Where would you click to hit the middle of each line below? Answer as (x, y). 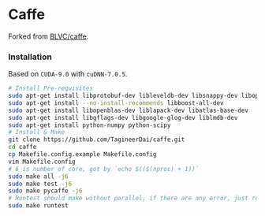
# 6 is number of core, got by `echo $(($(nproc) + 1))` (104, 169)
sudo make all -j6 (38, 176)
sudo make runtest (38, 206)
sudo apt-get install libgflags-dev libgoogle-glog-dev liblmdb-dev (123, 117)
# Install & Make (37, 132)
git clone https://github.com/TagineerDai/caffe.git (97, 140)
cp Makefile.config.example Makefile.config (82, 155)
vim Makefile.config (42, 162)
